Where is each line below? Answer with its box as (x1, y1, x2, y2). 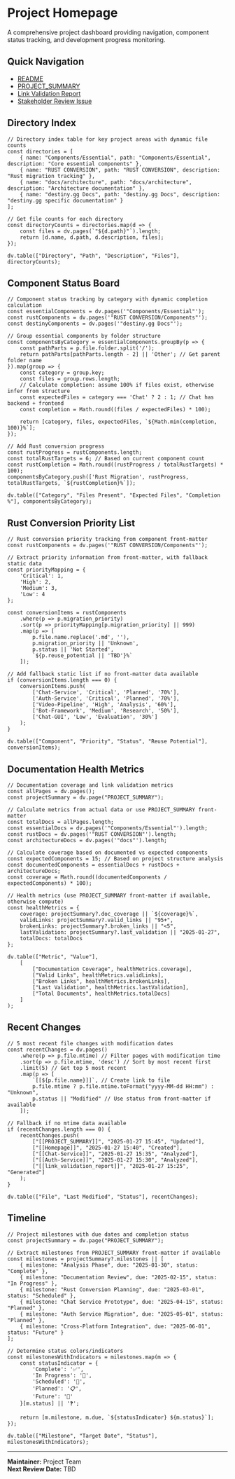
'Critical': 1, (20, 572, 64, 579)
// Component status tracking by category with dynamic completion (7, 296, 208, 303)
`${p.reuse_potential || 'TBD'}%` (32, 652, 133, 659)
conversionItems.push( (20, 683, 86, 690)
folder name (7, 357, 42, 364)
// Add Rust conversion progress (7, 443, 105, 450)
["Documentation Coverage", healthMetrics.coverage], (32, 965, 192, 972)
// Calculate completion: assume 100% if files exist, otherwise (20, 382, 215, 389)
